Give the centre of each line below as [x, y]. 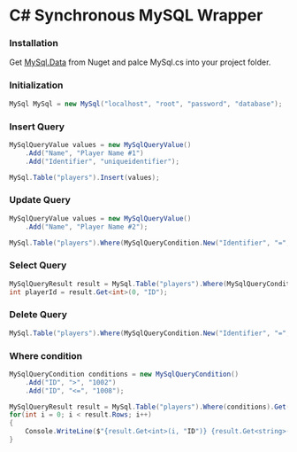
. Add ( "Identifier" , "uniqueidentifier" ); [102, 161]
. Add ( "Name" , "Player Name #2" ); [87, 227]
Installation [34, 43]
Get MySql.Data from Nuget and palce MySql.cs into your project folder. [140, 62]
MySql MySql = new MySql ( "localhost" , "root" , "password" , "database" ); [146, 104]
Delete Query [38, 315]
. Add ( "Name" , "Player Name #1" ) [84, 153]
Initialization [36, 85]
